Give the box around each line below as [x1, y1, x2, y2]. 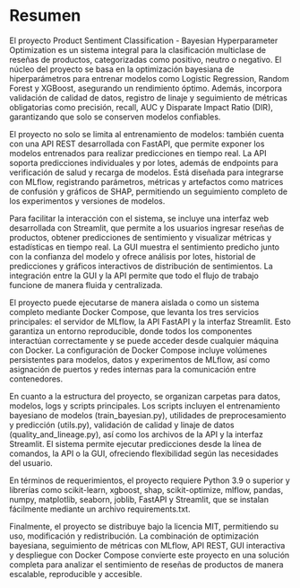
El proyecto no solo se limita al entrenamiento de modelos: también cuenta [9, 128, 285, 139]
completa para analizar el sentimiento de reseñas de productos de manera [9, 558, 284, 570]
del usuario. [9, 457, 54, 468]
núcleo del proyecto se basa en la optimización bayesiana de [9, 64, 235, 75]
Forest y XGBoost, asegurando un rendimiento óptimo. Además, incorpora [9, 83, 282, 93]
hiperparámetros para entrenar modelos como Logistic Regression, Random [9, 73, 289, 83]
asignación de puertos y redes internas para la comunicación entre [9, 364, 257, 374]
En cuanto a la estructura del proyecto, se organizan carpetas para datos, [9, 391, 280, 401]
